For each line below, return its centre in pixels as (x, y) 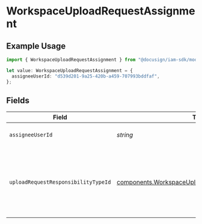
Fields (18, 100)
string (125, 135)
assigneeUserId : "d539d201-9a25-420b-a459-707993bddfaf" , (86, 76)
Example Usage (36, 46)
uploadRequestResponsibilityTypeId (60, 182)
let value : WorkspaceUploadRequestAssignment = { (70, 70)
